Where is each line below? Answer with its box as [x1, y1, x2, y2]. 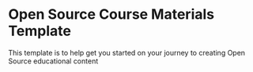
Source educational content [8, 56, 99, 66]
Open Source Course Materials [8, 5, 215, 23]
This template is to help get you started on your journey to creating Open [8, 48, 246, 57]
